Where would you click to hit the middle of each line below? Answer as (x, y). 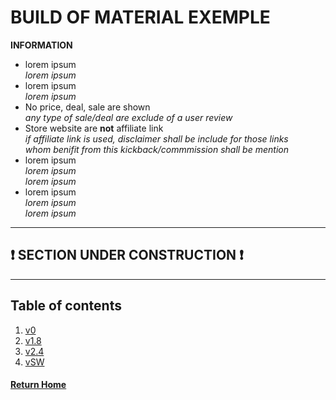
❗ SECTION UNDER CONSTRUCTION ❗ (127, 255)
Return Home (38, 385)
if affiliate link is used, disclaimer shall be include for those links (156, 138)
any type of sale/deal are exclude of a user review (128, 117)
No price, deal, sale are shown (87, 107)
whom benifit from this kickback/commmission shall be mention (156, 149)
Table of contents (66, 306)
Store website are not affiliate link (94, 128)
